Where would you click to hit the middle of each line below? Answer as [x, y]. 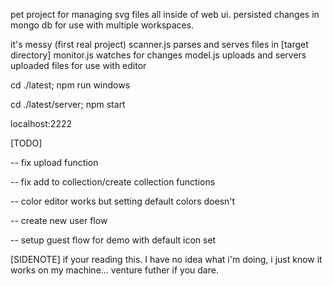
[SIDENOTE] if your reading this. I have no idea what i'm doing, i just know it [166, 259]
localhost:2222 [41, 123]
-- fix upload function [54, 162]
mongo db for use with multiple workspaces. [102, 25]
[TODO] [26, 143]
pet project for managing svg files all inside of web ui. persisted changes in [165, 14]
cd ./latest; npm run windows [70, 85]
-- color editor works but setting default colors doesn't [123, 201]
